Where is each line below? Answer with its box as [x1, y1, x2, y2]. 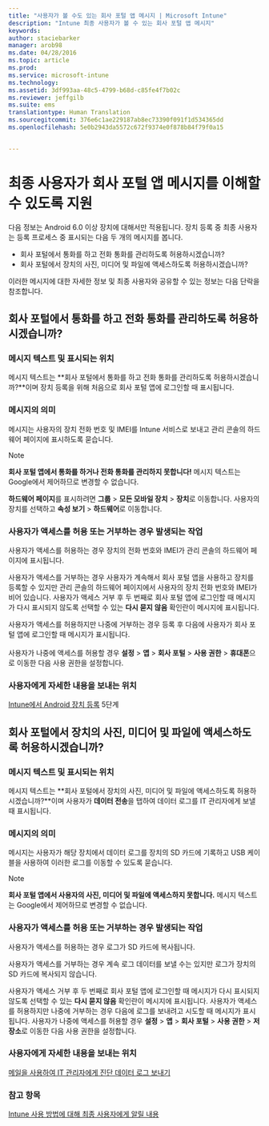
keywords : [8, 26, 42, 34]
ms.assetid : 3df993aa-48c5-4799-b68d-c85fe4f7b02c [8, 86, 181, 94]
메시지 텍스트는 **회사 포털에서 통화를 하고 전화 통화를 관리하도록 [8, 373, 212, 383]
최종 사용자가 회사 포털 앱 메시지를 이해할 [8, 174, 261, 192]
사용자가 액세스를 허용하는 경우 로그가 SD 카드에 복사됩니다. [8, 942, 195, 952]
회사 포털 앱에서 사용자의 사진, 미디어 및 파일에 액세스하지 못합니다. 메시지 [8, 890, 236, 900]
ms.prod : [8, 64, 38, 72]
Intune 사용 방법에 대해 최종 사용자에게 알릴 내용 [8, 1109, 159, 1119]
